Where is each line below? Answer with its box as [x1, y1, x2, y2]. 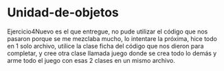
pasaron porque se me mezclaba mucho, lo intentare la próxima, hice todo [7, 34, 218, 42]
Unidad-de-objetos [7, 5, 119, 20]
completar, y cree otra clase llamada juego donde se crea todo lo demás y [7, 49, 217, 57]
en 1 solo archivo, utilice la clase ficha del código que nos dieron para [7, 42, 204, 50]
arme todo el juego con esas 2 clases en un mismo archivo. [7, 56, 175, 64]
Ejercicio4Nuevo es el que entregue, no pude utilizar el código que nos [7, 27, 208, 35]
